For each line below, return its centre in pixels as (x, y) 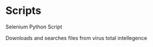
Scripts (23, 11)
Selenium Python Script (34, 27)
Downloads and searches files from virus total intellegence (76, 38)
